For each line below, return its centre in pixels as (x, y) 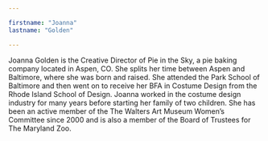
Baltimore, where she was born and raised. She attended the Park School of (134, 77)
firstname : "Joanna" (43, 22)
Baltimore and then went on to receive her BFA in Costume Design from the (133, 86)
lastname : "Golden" (41, 30)
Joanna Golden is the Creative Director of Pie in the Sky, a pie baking (123, 60)
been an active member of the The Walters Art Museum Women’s (117, 111)
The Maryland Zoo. (40, 128)
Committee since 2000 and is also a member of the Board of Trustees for (130, 119)
